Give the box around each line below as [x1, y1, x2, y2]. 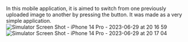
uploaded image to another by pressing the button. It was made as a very [6, 11, 182, 18]
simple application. [6, 17, 51, 24]
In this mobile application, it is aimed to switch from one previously [6, 5, 166, 12]
